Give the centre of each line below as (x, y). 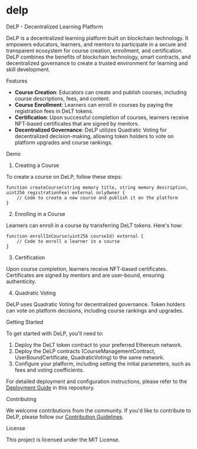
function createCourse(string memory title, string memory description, (97, 187)
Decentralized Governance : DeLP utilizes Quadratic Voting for (91, 130)
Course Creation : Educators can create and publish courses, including (101, 92)
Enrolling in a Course (40, 214)
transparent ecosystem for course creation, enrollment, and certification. (94, 50)
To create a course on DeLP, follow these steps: (64, 176)
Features (17, 81)
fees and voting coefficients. (49, 370)
